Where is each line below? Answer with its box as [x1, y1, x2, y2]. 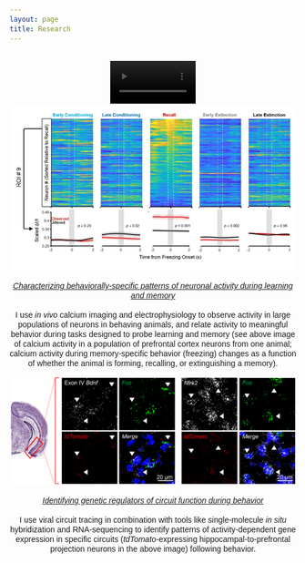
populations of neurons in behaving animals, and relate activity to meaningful [17, 320, 289, 330]
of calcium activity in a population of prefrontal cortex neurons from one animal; [14, 339, 292, 350]
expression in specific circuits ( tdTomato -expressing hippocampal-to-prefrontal [15, 534, 291, 544]
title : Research [9, 24, 71, 34]
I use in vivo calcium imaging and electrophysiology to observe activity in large [15, 310, 291, 321]
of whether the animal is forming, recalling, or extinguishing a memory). [27, 358, 279, 369]
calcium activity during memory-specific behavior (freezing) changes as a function [9, 349, 297, 359]
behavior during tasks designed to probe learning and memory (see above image [10, 329, 296, 340]
